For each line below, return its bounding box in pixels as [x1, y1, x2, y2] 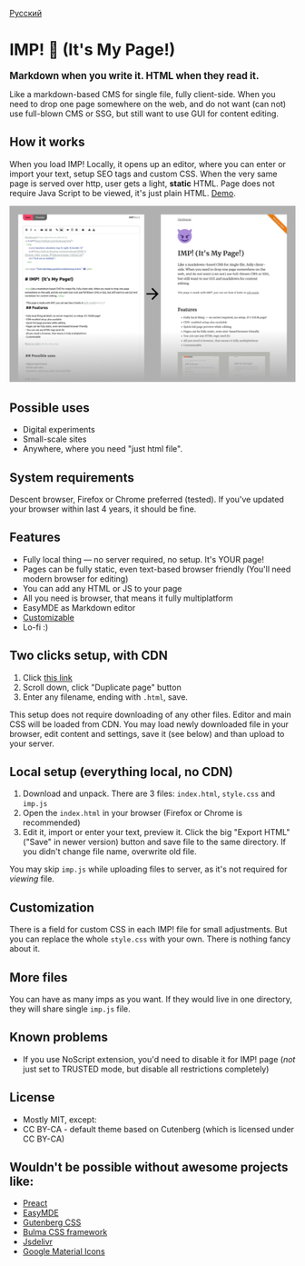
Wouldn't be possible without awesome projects [9, 1160, 289, 1175]
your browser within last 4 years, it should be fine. [9, 503, 197, 514]
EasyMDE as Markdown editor [22, 602, 136, 613]
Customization [9, 900, 95, 915]
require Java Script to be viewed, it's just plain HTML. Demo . [9, 187, 236, 198]
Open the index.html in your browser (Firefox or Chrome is [22, 808, 243, 819]
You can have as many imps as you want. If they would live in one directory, [9, 994, 292, 1004]
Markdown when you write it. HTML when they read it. [9, 69, 260, 82]
